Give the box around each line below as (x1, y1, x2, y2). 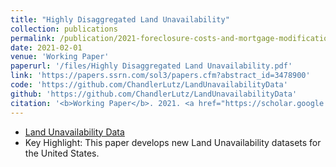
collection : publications (10, 24, 118, 34)
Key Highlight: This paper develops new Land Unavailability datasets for (24, 136, 322, 148)
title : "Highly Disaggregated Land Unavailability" (10, 14, 230, 25)
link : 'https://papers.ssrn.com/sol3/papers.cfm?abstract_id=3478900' (10, 71, 311, 81)
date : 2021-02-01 (10, 42, 83, 53)
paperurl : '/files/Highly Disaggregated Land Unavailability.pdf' (10, 61, 293, 71)
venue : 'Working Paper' (10, 52, 110, 62)
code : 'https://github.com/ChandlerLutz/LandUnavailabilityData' (10, 80, 288, 90)
